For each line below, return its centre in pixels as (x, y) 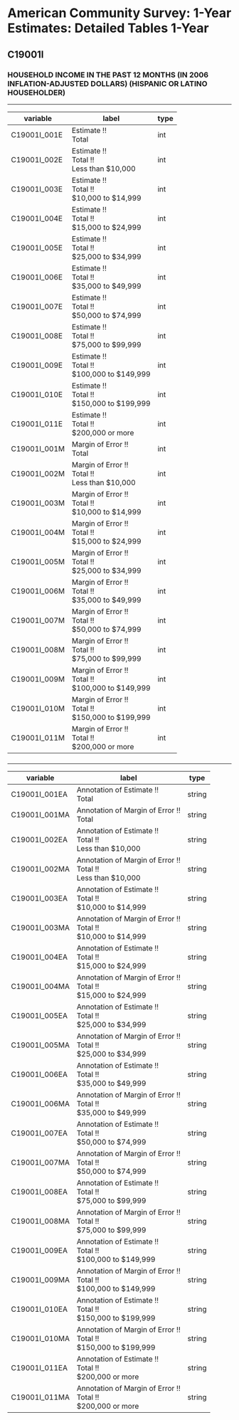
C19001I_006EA (39, 1074)
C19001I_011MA (40, 1397)
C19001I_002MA (40, 869)
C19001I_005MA (40, 1045)
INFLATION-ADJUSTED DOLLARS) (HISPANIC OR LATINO (107, 83)
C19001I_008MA (40, 1221)
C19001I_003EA (39, 898)
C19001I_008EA (39, 1192)
